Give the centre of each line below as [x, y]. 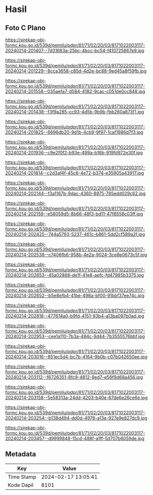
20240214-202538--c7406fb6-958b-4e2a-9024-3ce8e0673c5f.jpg [76, 255]
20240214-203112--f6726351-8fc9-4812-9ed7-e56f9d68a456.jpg [74, 377]
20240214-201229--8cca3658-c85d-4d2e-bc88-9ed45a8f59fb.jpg [76, 71]
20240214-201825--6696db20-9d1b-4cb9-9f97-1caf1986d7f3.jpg [74, 132]
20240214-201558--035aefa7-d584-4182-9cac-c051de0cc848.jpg [75, 91]
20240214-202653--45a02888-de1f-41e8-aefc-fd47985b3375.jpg [75, 275]
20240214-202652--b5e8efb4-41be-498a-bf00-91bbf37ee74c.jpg [75, 295]
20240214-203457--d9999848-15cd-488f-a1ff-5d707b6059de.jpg [75, 438]
